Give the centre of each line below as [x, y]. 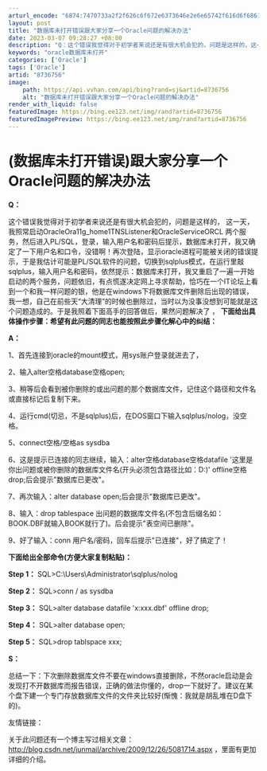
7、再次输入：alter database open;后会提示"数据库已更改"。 [106, 496]
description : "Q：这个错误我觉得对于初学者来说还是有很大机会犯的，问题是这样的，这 [132, 45]
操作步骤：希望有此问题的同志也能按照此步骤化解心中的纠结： [116, 321]
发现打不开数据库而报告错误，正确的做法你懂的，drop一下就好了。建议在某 [131, 685]
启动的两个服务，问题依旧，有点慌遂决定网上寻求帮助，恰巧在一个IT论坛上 [130, 281]
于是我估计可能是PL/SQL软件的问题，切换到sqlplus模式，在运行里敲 [133, 261]
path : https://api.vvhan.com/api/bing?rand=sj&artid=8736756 [126, 90]
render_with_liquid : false [53, 104]
